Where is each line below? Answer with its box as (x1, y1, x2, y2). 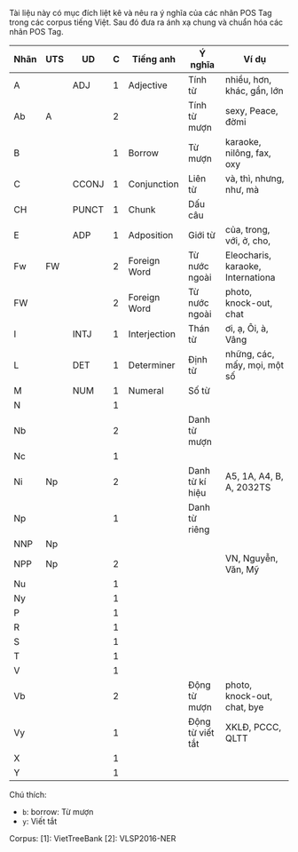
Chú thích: (9, 790, 47, 800)
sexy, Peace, (224, 105, 278, 116)
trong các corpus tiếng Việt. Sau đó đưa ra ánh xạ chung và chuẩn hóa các (9, 17, 284, 28)
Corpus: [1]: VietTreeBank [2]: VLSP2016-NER (9, 833, 176, 843)
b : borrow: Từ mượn (21, 807, 94, 816)
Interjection (128, 328, 176, 340)
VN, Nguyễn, (224, 553, 278, 564)
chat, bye (224, 701, 264, 713)
